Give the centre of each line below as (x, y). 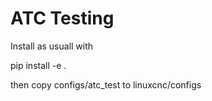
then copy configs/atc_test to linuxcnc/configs (106, 84)
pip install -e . (38, 65)
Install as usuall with (52, 46)
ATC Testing (62, 18)
